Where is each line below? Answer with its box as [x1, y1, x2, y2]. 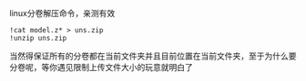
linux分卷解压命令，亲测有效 [9, 8, 116, 18]
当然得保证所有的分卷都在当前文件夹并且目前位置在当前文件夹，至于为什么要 [9, 50, 297, 61]
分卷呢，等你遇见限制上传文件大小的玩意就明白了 [9, 62, 193, 72]
